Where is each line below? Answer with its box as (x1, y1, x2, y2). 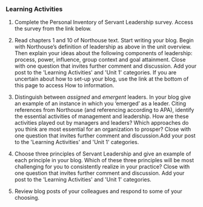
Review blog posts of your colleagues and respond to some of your (14, 188, 182, 195)
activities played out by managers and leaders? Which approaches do (14, 119, 189, 126)
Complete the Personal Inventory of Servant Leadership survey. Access (14, 19, 193, 26)
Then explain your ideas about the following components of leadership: (14, 50, 193, 57)
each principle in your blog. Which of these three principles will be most (14, 157, 195, 164)
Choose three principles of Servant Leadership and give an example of (14, 150, 191, 157)
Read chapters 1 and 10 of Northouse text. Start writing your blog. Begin (14, 37, 195, 44)
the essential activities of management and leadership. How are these (14, 113, 189, 120)
